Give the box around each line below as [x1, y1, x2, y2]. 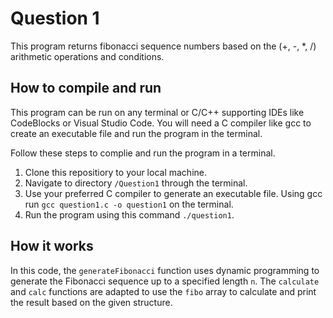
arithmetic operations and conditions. [10, 50, 165, 62]
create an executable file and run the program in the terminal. [10, 127, 263, 139]
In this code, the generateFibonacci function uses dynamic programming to [10, 264, 320, 276]
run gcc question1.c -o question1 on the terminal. [24, 198, 234, 210]
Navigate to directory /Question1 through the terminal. [24, 177, 248, 189]
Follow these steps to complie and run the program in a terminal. [10, 147, 276, 159]
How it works [10, 238, 94, 255]
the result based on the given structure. [10, 296, 173, 308]
